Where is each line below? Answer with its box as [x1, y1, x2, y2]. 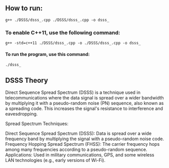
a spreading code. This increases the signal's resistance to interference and [5, 105, 163, 111]
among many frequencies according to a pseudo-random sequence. [5, 146, 147, 153]
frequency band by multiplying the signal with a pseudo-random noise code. [5, 136, 164, 142]
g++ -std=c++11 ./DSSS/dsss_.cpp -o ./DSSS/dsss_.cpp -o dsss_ [5, 40, 141, 46]
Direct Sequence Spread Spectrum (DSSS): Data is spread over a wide [5, 131, 152, 137]
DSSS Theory [5, 76, 48, 85]
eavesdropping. [5, 111, 38, 117]
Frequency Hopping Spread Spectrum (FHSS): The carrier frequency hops [5, 141, 160, 147]
